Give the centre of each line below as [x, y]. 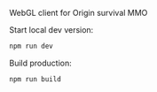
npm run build [35, 79]
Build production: [41, 63]
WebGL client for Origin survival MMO [78, 13]
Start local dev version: [51, 30]
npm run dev [31, 46]
